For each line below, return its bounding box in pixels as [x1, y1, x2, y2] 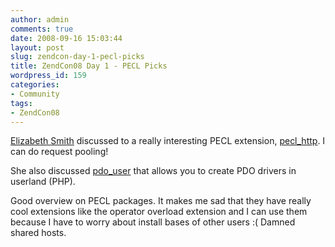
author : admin [10, 14, 70, 25]
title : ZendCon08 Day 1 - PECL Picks [10, 61, 168, 71]
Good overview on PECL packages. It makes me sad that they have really [10, 195, 312, 207]
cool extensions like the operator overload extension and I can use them [10, 206, 308, 218]
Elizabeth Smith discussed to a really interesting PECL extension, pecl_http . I [10, 135, 326, 147]
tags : [10, 98, 33, 108]
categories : [10, 80, 60, 90]
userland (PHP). [10, 176, 76, 188]
